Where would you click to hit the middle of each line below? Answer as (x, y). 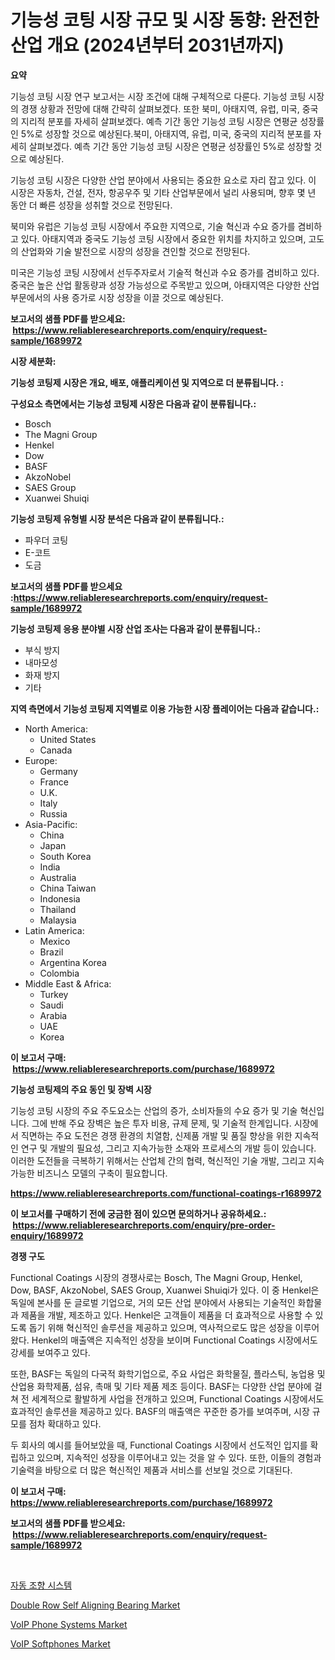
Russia (53, 813)
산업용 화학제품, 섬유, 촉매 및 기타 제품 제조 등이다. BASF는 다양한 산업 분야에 (161, 1386)
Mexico (55, 941)
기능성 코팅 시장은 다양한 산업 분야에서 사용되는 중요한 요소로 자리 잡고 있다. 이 (163, 180)
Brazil (51, 952)
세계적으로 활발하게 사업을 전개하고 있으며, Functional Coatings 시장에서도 (178, 1398)
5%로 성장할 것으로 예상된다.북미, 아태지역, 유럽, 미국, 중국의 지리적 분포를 (166, 133)
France (54, 782)
